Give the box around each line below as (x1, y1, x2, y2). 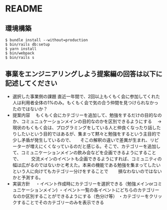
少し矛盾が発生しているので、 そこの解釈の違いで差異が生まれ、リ (12, 137, 155, 143)
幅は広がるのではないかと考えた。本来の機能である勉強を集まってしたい (12, 162, 161, 168)
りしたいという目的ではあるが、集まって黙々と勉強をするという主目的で (12, 131, 161, 137)
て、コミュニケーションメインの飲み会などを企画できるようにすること (12, 149, 157, 155)
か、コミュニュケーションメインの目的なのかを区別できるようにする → (12, 118, 162, 124)
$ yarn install (5, 46, 37, 51)
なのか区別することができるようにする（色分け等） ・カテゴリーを (12, 193, 150, 199)
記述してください (5, 79, 57, 88)
